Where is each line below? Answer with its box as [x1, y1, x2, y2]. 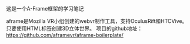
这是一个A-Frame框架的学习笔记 [6, 5, 84, 12]
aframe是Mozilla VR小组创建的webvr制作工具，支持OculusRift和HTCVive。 [6, 18, 188, 25]
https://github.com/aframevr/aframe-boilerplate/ [6, 32, 124, 38]
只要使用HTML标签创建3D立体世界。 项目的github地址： [6, 25, 143, 32]
